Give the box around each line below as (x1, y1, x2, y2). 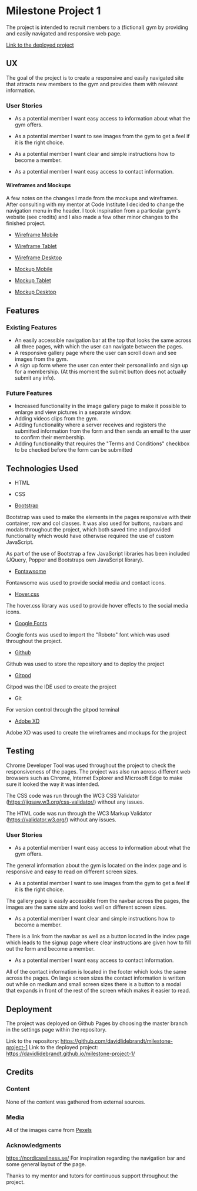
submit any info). (14, 374, 56, 381)
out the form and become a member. (6, 945, 95, 952)
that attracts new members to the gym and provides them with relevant (6, 80, 178, 87)
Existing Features (6, 323, 57, 331)
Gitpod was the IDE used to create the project (6, 683, 116, 690)
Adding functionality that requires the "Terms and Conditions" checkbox (14, 440, 190, 447)
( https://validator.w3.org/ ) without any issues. (6, 816, 116, 823)
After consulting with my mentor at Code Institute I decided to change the (6, 201, 184, 208)
